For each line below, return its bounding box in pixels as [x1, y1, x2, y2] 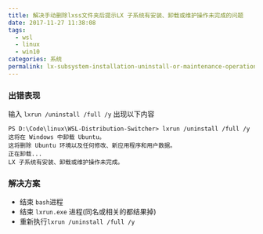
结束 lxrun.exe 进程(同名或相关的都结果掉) [19, 207, 157, 217]
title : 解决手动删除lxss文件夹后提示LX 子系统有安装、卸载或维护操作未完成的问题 [8, 11, 244, 20]
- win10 [15, 48, 41, 56]
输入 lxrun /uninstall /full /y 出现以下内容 [8, 109, 155, 119]
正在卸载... [8, 150, 43, 158]
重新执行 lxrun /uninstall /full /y [19, 217, 135, 226]
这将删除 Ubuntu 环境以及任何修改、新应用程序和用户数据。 [8, 142, 176, 150]
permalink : [8, 63, 44, 71]
